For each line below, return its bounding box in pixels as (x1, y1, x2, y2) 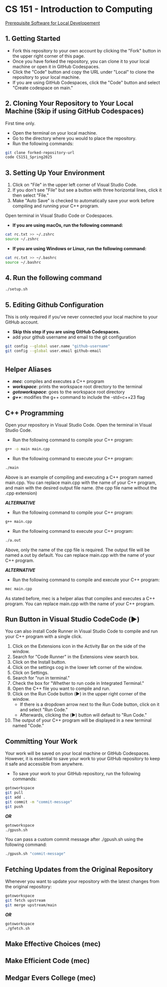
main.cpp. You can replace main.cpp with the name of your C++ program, (5, 480, 157, 486)
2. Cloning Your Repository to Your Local (5, 99, 134, 108)
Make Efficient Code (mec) (5, 957, 90, 965)
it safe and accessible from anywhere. (5, 761, 84, 767)
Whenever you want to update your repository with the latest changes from (5, 878, 160, 884)
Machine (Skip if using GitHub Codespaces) (5, 107, 144, 116)
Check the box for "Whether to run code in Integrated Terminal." (12, 680, 145, 686)
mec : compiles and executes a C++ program (12, 378, 105, 384)
